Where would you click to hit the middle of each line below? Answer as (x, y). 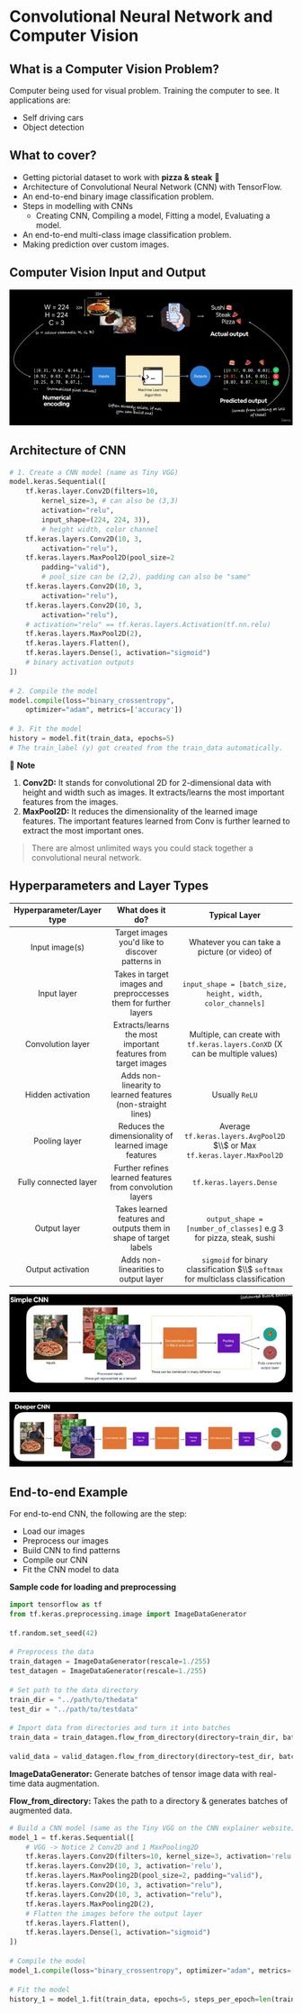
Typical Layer (235, 915)
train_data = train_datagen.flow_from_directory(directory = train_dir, (144, 1738)
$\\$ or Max (235, 1145)
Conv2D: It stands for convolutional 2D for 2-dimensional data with (147, 782)
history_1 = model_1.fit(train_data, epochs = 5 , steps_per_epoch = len (140, 1999)
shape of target (141, 1237)
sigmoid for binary (235, 1260)
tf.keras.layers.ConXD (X (235, 1043)
